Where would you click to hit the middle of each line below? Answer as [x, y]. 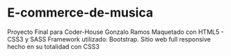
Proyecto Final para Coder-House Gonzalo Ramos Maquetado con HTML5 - [115, 32]
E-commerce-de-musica [80, 13]
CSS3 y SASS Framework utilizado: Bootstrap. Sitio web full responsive [109, 39]
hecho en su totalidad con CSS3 [53, 46]
